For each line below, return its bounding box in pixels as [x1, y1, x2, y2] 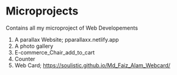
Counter [14, 55, 35, 62]
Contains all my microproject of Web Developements [5, 24, 139, 31]
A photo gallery [14, 42, 54, 50]
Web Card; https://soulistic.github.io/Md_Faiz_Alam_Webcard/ [14, 62, 171, 69]
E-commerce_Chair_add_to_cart [14, 48, 95, 56]
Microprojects [5, 4, 79, 18]
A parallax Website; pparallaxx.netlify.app [14, 36, 120, 43]
